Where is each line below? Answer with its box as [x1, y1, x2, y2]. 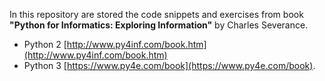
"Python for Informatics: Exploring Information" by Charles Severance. [9, 19, 309, 31]
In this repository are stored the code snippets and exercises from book [9, 9, 304, 20]
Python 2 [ [23, 39, 67, 50]
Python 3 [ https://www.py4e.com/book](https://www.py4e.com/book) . [23, 60, 316, 71]
